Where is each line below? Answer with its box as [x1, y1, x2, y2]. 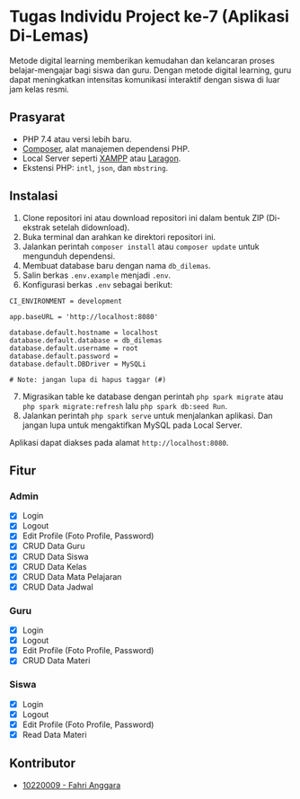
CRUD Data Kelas [22, 561, 87, 572]
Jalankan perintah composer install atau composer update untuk [22, 241, 260, 252]
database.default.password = [9, 351, 119, 360]
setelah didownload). [52, 222, 130, 233]
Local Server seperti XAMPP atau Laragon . [22, 153, 181, 164]
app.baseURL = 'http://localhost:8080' [9, 312, 159, 321]
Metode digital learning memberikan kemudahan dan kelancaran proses [9, 55, 276, 66]
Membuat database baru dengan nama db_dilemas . [22, 260, 211, 271]
